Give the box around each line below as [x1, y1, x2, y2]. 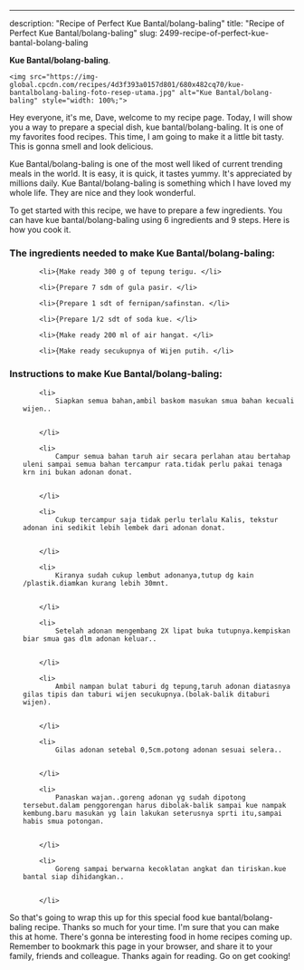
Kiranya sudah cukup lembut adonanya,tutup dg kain [55, 570, 254, 580]
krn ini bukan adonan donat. [22, 468, 133, 477]
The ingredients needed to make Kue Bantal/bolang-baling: [9, 247, 276, 259]
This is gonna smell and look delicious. [9, 141, 154, 151]
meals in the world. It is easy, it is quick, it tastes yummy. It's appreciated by [9, 169, 292, 179]
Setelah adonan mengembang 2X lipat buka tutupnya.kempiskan [55, 626, 291, 635]
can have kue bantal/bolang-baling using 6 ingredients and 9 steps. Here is [9, 215, 290, 225]
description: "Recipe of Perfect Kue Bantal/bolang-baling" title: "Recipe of [9, 18, 285, 28]
